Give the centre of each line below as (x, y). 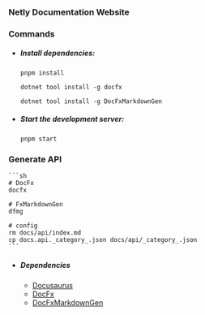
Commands (32, 33)
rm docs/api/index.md (45, 233)
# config (23, 226)
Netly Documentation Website (69, 12)
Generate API (35, 159)
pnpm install (42, 73)
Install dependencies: (58, 53)
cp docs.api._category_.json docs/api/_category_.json (103, 240)
